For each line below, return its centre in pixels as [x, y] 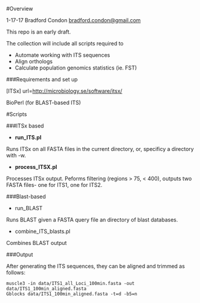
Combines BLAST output [36, 243]
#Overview [20, 9]
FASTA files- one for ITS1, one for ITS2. [54, 185]
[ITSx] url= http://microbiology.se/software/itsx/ [64, 91]
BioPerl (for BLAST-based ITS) [44, 102]
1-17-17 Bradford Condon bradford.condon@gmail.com [74, 20]
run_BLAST [29, 208]
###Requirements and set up [42, 79]
